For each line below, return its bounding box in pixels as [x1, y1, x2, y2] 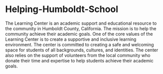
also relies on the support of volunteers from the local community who [5, 52, 150, 58]
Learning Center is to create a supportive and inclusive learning [5, 36, 136, 42]
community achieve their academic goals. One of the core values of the [5, 31, 153, 37]
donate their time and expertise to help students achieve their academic [5, 57, 154, 63]
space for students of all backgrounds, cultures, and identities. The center [5, 47, 158, 53]
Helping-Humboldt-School [5, 4, 119, 15]
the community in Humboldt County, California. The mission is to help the [5, 25, 156, 31]
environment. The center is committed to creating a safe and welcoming [5, 41, 154, 47]
